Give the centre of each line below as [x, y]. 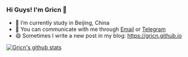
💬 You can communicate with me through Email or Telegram [90, 29]
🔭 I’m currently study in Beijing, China [62, 23]
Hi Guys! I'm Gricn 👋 [37, 10]
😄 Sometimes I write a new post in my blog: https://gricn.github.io [98, 36]
